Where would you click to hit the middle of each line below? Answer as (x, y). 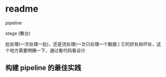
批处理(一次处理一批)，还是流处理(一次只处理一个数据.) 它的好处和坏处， (81, 44)
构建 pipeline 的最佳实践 (43, 68)
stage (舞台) (18, 33)
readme (22, 9)
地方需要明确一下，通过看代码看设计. (48, 50)
